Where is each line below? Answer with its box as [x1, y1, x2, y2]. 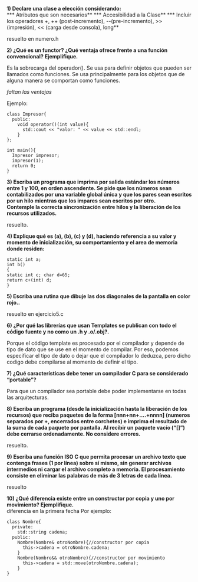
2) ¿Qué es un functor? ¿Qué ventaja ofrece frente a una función [6, 47, 168, 54]
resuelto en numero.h [6, 35, 59, 42]
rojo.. [6, 299, 20, 306]
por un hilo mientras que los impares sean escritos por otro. [6, 197, 156, 204]
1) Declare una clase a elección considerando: [6, 5, 121, 12]
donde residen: [6, 245, 45, 252]
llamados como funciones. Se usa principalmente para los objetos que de [6, 71, 185, 77]
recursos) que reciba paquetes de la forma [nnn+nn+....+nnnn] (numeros [6, 411, 190, 418]
